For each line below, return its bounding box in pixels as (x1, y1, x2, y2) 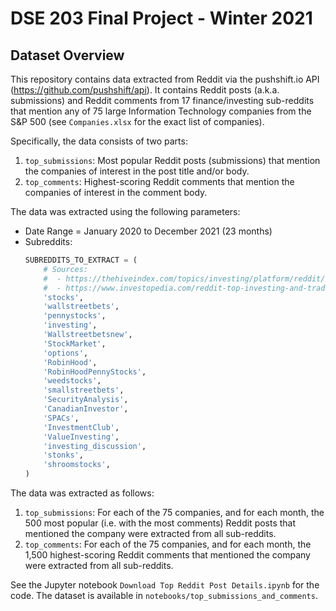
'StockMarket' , (43, 338, 107, 349)
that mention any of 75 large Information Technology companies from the (10, 105, 312, 117)
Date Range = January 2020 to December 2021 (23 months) (24, 225, 273, 237)
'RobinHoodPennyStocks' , (43, 367, 147, 377)
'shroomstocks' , (43, 460, 111, 470)
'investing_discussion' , (43, 441, 147, 451)
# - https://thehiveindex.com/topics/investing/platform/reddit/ (43, 273, 326, 284)
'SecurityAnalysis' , (43, 395, 129, 405)
